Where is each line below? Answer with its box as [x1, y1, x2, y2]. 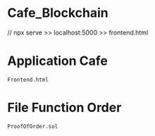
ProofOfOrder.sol [7, 123, 58, 130]
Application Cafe [7, 53, 108, 69]
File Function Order [7, 100, 122, 116]
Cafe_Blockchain [7, 5, 109, 21]
